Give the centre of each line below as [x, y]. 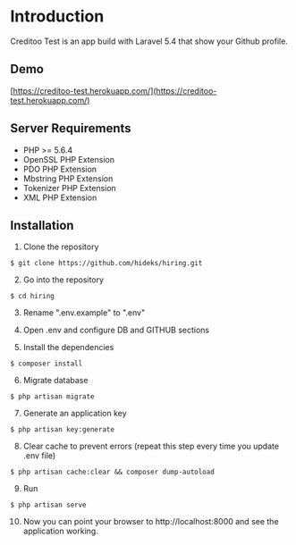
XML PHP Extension [60, 197]
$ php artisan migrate [52, 397]
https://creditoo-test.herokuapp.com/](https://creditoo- [115, 90]
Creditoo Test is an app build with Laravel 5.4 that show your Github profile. [149, 41]
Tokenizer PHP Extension [70, 188]
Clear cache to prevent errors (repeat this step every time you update [151, 446]
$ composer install [47, 364]
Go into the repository [63, 280]
